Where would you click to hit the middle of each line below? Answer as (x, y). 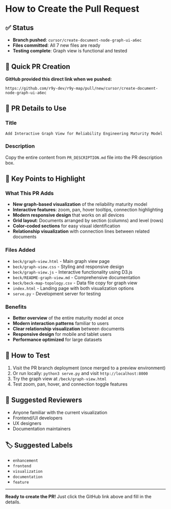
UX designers (27, 423)
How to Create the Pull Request (72, 9)
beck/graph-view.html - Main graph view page (61, 261)
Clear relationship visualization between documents (68, 329)
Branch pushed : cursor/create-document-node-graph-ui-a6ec (77, 40)
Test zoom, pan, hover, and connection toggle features (70, 384)
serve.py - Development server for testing (56, 293)
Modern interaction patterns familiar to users (61, 324)
